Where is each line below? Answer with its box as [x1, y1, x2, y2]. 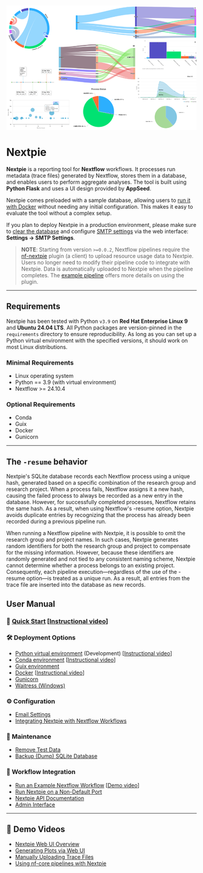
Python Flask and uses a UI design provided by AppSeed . [6, 184, 152, 192]
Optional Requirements [6, 400, 76, 409]
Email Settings [14, 711, 51, 718]
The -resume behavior [6, 456, 88, 467]
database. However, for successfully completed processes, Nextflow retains [6, 499, 196, 506]
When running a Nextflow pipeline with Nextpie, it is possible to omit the [6, 530, 185, 537]
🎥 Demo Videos [6, 824, 65, 835]
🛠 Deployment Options [6, 633, 76, 642]
